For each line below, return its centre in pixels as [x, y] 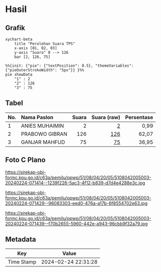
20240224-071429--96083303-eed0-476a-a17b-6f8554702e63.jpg [76, 203]
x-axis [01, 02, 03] [36, 48]
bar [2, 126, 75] [32, 57]
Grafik [15, 28]
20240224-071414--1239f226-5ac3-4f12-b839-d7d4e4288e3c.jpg [75, 183]
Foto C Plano [25, 160]
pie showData [19, 74]
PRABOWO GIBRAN [44, 134]
